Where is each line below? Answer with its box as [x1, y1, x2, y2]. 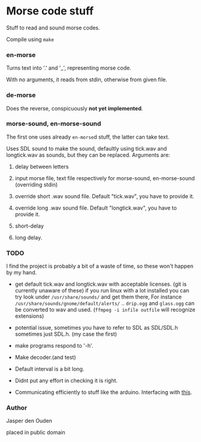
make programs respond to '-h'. [14, 342, 94, 350]
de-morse [6, 91, 36, 100]
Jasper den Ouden [6, 417, 53, 425]
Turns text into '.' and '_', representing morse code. [6, 64, 131, 71]
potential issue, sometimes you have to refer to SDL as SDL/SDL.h [14, 324, 178, 331]
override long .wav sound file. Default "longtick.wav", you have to [14, 204, 177, 211]
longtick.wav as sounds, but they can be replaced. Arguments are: [6, 151, 170, 159]
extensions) [14, 312, 44, 319]
